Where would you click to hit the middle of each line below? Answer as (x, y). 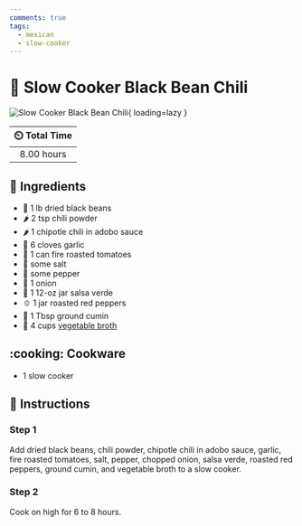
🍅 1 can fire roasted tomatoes (77, 254)
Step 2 (24, 492)
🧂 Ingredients (48, 186)
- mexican (36, 34)
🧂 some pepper (51, 273)
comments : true (38, 18)
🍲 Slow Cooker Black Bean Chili (129, 88)
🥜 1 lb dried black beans (67, 208)
